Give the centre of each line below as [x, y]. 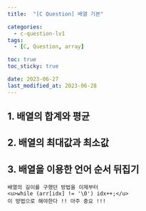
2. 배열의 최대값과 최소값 [58, 143]
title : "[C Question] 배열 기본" [56, 14]
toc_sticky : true [33, 66]
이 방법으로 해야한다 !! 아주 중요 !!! [57, 201]
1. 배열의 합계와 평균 [49, 117]
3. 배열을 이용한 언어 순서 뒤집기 [73, 169]
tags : [15, 40]
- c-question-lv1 [40, 34]
